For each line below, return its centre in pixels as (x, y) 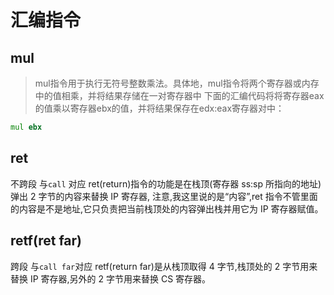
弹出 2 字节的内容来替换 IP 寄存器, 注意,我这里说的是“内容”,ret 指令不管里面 (164, 196)
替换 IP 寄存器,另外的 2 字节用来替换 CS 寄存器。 (111, 278)
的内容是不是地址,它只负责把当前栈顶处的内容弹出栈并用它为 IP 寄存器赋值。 (167, 208)
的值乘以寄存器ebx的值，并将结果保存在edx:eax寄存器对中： (159, 108)
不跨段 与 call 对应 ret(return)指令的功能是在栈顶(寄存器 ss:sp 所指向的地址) (166, 183)
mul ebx (26, 127)
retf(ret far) (46, 241)
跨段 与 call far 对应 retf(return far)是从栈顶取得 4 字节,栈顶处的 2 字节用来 (164, 266)
